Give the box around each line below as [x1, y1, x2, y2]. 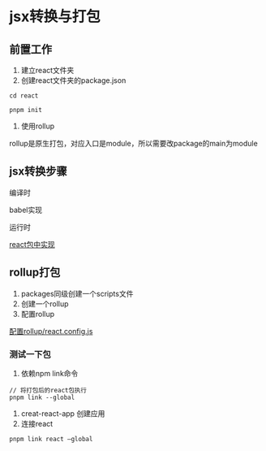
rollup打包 [9, 266, 61, 280]
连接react [20, 418, 54, 428]
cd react [9, 92, 39, 100]
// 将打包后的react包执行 [9, 386, 88, 394]
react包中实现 [9, 239, 55, 249]
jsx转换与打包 [9, 7, 101, 26]
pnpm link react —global [9, 435, 93, 443]
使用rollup [20, 121, 55, 131]
